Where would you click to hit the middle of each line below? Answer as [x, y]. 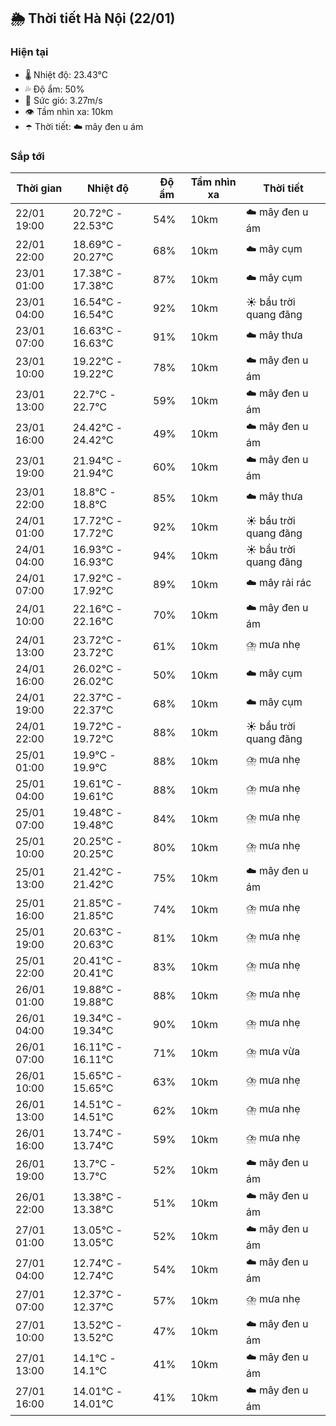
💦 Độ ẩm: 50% [54, 89]
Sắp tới [27, 156]
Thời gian [39, 188]
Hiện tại [29, 52]
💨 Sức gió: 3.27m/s [63, 100]
